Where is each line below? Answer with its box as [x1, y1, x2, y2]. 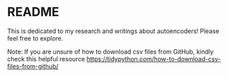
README [7, 4, 60, 20]
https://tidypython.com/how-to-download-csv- [86, 54, 221, 63]
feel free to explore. [7, 34, 64, 42]
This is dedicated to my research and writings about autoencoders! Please [7, 27, 220, 35]
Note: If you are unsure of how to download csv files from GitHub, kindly [7, 47, 214, 56]
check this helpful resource [7, 54, 85, 63]
